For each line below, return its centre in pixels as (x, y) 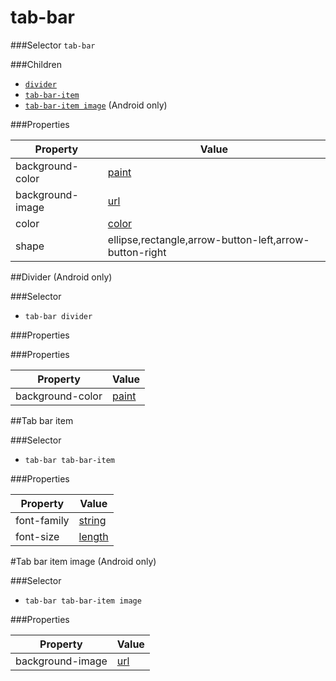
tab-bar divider (58, 316)
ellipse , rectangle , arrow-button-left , (192, 239)
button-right (137, 252)
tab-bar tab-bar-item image (83, 601)
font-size (37, 536)
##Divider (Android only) (61, 277)
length (93, 536)
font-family (42, 520)
